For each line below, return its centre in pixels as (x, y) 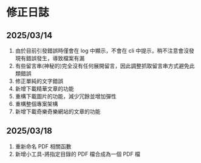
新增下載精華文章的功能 (44, 88)
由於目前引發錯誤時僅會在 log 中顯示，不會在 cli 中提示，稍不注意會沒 (102, 50)
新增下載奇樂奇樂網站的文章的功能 (58, 111)
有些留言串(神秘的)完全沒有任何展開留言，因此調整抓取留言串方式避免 (102, 66)
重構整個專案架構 (36, 104)
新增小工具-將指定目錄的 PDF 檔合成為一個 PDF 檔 (78, 154)
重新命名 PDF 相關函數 (43, 146)
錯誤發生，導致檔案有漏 (55, 58)
